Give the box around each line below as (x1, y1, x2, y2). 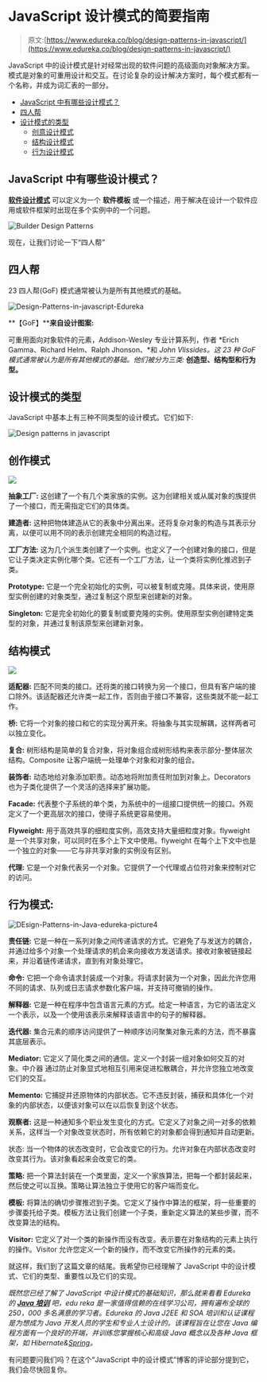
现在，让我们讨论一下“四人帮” (8, 237, 106, 247)
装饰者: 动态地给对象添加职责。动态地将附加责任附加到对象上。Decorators (8, 773, 251, 781)
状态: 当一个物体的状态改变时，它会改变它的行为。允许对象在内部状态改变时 (8, 1143, 256, 1154)
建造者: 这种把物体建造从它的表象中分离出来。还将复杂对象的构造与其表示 (8, 518, 250, 527)
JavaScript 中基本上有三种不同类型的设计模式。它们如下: (8, 413, 194, 422)
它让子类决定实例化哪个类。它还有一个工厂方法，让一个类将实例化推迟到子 (8, 555, 252, 565)
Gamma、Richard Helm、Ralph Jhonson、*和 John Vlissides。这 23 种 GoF (8, 345, 256, 354)
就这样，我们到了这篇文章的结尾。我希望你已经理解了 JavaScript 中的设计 (8, 1261, 250, 1271)
